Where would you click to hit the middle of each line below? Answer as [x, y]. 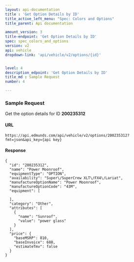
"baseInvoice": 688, [35, 242]
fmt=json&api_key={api [28, 140]
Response [15, 150]
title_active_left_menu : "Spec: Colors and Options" [60, 19]
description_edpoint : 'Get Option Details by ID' [57, 72]
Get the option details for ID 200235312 [45, 114]
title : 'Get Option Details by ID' [42, 14]
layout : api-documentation [32, 10]
